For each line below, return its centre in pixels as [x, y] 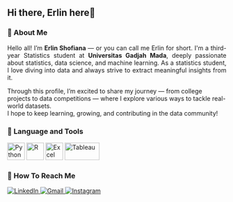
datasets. [38, 106]
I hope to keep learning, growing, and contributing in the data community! [113, 113]
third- [219, 48]
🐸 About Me [27, 33]
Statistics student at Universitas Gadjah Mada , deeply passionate [125, 55]
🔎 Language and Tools [45, 131]
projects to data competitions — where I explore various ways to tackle [109, 98]
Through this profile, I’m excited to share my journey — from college [105, 91]
